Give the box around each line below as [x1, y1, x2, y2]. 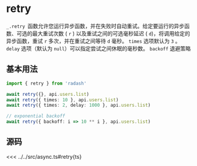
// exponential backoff [6, 113, 66, 119]
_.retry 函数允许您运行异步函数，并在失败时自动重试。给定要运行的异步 [6, 22, 185, 29]
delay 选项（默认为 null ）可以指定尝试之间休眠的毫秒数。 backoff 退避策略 [6, 44, 191, 52]
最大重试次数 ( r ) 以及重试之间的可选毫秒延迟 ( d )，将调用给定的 [32, 29, 190, 37]
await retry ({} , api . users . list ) [6, 91, 90, 97]
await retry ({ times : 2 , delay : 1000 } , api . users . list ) [6, 102, 151, 108]
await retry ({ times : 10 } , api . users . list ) [6, 96, 119, 103]
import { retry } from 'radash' [6, 80, 87, 86]
